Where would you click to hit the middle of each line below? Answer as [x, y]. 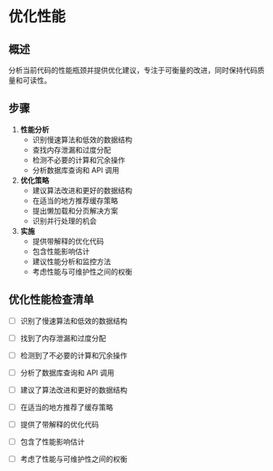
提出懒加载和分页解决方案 [75, 210]
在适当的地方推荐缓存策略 [75, 201]
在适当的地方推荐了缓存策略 [67, 407]
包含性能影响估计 [61, 251]
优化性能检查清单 [51, 300]
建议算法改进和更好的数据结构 [82, 190]
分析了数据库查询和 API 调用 [67, 372]
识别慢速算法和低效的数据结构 [82, 140]
